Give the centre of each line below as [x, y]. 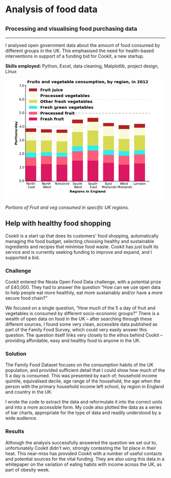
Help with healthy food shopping [58, 223]
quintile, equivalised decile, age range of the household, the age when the [83, 381]
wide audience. [21, 418]
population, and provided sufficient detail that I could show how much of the [85, 370]
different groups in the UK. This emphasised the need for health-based [80, 51]
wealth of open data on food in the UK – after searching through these [79, 319]
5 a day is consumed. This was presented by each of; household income [81, 376]
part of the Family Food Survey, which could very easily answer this [76, 330]
